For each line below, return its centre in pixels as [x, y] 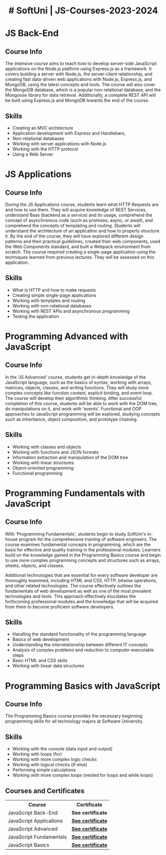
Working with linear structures [43, 462]
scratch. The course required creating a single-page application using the [81, 252]
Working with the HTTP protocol [45, 149]
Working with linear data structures [48, 666]
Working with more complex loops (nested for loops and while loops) [83, 775]
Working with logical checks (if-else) [50, 765]
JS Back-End [32, 33]
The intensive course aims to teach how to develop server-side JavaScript [81, 63]
